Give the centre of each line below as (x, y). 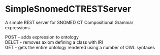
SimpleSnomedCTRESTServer (68, 9)
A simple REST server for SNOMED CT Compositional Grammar (69, 22)
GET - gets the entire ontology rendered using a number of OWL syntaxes (80, 47)
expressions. (18, 27)
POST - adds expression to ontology (42, 37)
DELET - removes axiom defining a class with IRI (54, 42)
